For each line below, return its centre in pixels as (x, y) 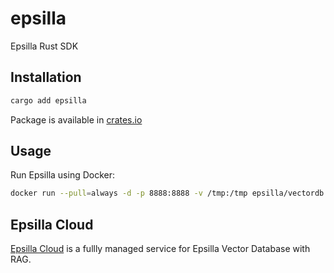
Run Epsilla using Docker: (63, 175)
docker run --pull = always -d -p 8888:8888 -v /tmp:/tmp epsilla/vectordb (167, 193)
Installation (46, 77)
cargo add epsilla (48, 100)
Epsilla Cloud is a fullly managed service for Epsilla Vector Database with (160, 249)
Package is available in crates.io (76, 119)
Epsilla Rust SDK (44, 46)
